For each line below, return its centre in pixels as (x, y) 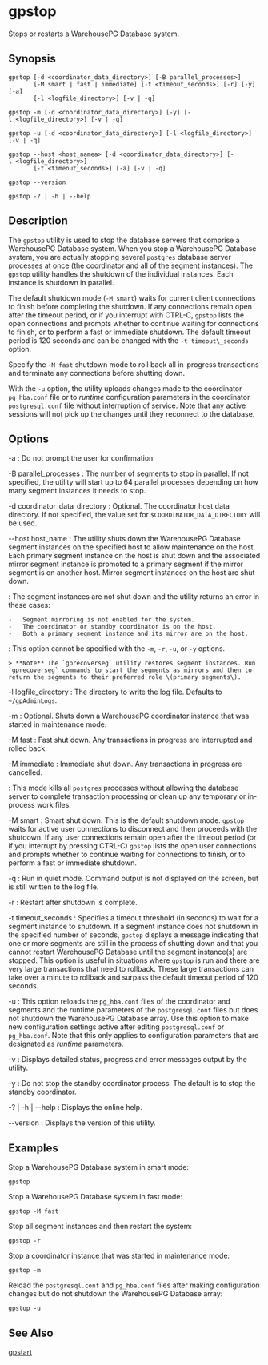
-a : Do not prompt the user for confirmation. (82, 458)
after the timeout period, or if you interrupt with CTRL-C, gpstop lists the (126, 315)
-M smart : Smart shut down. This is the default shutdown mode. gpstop (126, 820)
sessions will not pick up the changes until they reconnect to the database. (132, 413)
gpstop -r (25, 1241)
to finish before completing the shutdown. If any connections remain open (130, 306)
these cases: (29, 605)
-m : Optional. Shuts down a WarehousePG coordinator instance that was (129, 716)
